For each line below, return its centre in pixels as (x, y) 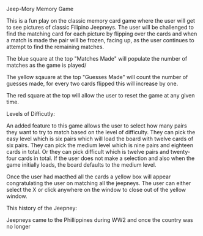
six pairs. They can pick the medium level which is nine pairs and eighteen (100, 145)
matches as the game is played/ (46, 65)
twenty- (180, 152)
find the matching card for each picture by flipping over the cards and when (102, 34)
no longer (18, 226)
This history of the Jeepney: (42, 208)
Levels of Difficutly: (31, 114)
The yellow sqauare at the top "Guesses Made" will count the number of (97, 77)
